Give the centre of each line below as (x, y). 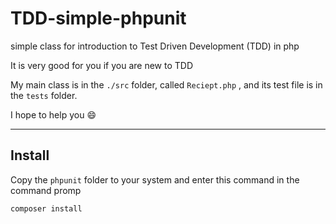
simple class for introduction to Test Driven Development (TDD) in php (155, 46)
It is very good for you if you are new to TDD (102, 65)
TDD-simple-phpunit (98, 18)
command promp (46, 190)
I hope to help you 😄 (53, 114)
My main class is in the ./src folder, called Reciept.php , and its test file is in (166, 84)
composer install (46, 208)
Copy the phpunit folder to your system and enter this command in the (155, 179)
